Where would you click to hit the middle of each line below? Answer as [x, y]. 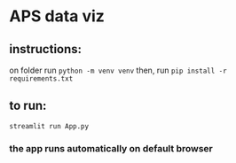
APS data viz [57, 16]
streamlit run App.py [49, 126]
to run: [28, 106]
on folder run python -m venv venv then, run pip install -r [118, 70]
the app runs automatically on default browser [111, 148]
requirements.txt [41, 79]
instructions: [46, 49]
